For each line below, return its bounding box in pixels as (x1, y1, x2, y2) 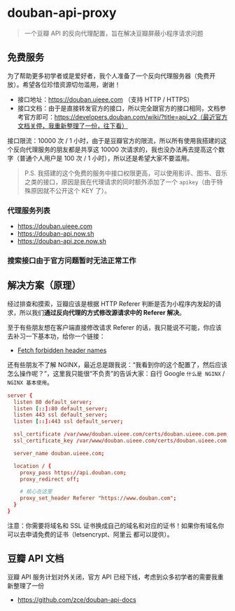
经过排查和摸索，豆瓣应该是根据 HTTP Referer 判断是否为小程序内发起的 (7, 300, 215, 308)
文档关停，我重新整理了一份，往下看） (17, 121, 128, 130)
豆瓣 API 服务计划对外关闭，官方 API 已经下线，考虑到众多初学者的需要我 (7, 572, 218, 581)
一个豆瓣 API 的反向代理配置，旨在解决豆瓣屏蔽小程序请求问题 (24, 29, 204, 37)
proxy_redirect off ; (20, 476, 80, 483)
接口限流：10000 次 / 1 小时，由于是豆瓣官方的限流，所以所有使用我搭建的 (7, 136, 221, 145)
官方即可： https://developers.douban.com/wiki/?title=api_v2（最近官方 (23, 112, 228, 121)
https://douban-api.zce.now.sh (17, 237, 106, 246)
